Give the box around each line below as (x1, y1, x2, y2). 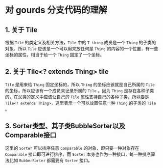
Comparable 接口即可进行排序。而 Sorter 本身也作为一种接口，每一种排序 (5, 151, 151, 157)
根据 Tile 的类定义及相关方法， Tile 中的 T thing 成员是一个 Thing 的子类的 (5, 40, 156, 45)
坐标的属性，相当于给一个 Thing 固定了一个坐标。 (5, 52, 104, 57)
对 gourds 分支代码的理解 (5, 4, 108, 16)
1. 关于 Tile (5, 26, 38, 34)
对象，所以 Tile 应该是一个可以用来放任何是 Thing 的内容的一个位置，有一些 (5, 46, 159, 52)
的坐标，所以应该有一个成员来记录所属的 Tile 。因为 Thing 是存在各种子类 (5, 87, 154, 93)
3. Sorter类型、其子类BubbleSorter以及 (5, 122, 126, 130)
